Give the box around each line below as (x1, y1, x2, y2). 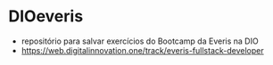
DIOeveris (8, 6, 84, 27)
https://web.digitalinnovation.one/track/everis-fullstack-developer (21, 45, 264, 55)
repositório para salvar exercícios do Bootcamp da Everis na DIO (21, 36, 260, 46)
